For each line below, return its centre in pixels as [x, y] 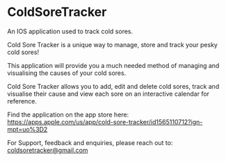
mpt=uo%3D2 [27, 129]
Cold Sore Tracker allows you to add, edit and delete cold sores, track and [113, 86]
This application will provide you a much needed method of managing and [113, 65]
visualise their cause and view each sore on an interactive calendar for [108, 94]
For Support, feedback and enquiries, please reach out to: [90, 142]
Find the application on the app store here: [68, 115]
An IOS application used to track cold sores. [70, 31]
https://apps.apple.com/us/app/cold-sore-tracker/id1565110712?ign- [105, 121]
